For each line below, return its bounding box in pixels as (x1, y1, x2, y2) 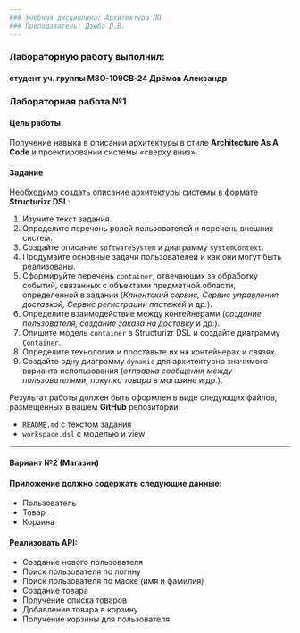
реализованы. (21, 261, 76, 272)
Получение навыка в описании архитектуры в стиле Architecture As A (9, 137, 279, 148)
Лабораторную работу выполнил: (9, 51, 165, 63)
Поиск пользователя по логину (21, 566, 141, 577)
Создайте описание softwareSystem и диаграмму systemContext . (21, 242, 265, 253)
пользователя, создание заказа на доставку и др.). (21, 318, 221, 329)
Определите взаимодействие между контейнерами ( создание (21, 309, 262, 320)
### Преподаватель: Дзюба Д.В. (9, 21, 126, 30)
